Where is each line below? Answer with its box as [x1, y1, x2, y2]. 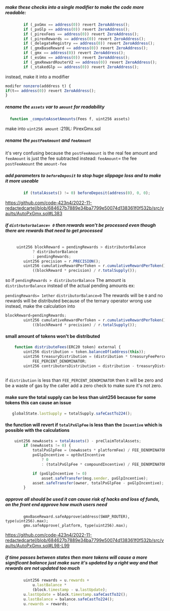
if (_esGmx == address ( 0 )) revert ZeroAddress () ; [23, 55, 130, 60]
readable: [5, 9, 26, 15]
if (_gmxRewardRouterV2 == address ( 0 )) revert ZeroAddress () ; [23, 60, 157, 65]
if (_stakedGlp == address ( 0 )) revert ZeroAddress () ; [23, 64, 139, 69]
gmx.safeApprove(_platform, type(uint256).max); [23, 523, 128, 528]
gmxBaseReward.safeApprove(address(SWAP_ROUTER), [23, 514, 130, 519]
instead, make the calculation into [5, 303, 75, 309]
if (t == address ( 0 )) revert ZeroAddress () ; [5, 88, 96, 93]
